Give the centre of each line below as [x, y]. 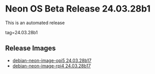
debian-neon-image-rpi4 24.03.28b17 [52, 65]
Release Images [31, 48]
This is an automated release [35, 23]
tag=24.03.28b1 [22, 32]
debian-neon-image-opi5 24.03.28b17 [52, 60]
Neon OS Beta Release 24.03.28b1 [78, 9]
